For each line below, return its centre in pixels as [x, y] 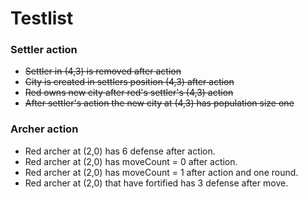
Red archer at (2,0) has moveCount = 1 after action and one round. [161, 172]
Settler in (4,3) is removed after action [103, 71]
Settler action [44, 50]
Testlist [42, 18]
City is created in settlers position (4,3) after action [129, 82]
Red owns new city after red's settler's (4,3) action [129, 93]
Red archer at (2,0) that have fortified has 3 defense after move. [156, 183]
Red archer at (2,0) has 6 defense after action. [120, 151]
